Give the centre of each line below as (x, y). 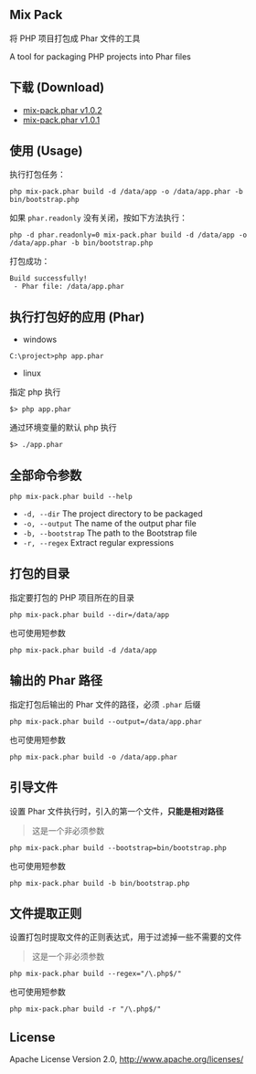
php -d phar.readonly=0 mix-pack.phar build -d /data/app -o (128, 235)
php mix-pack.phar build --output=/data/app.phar (106, 721)
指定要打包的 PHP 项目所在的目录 (72, 597)
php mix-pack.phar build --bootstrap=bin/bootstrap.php (118, 848)
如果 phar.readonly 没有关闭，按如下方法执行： (98, 218)
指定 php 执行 (35, 392)
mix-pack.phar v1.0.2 (62, 110)
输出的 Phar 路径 (56, 681)
